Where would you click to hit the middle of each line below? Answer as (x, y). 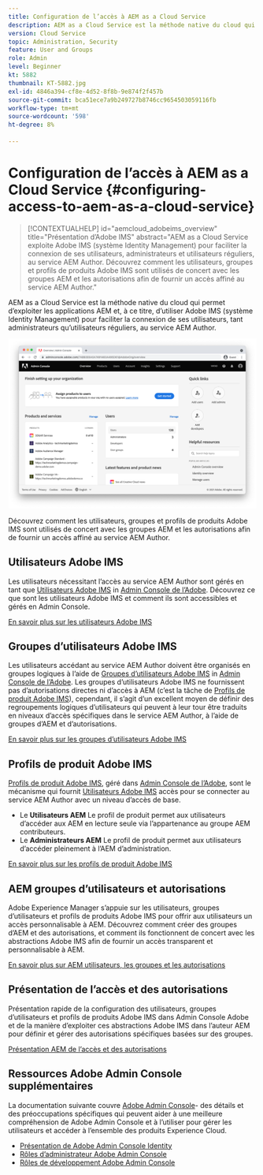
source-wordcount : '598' (49, 117)
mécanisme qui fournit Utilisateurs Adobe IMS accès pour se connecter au (129, 792)
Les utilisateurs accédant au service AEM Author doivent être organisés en (129, 666)
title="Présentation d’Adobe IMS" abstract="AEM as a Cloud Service (138, 237)
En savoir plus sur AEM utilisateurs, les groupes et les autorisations (117, 965)
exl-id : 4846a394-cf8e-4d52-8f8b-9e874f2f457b (86, 91)
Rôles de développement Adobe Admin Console (97, 1162)
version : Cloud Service (47, 33)
